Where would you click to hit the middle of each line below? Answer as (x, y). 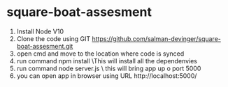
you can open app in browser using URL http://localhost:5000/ (107, 76)
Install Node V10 (40, 31)
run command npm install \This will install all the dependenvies (107, 61)
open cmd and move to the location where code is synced (100, 54)
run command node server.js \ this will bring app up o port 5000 (109, 68)
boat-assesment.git (45, 46)
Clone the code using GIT (54, 38)
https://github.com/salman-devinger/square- (156, 38)
